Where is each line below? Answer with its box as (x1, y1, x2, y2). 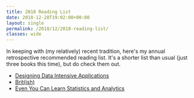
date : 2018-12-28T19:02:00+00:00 (6, 14, 90, 20)
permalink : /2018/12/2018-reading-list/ (6, 25, 109, 32)
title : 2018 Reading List (6, 8, 71, 15)
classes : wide (6, 31, 42, 37)
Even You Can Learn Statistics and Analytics (14, 85, 125, 92)
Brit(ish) (14, 79, 35, 86)
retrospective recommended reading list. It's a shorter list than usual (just (6, 54, 188, 61)
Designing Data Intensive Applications (14, 72, 109, 79)
